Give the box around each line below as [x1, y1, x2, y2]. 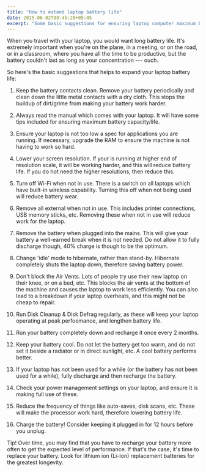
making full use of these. [15, 391, 78, 398]
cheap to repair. [15, 299, 56, 306]
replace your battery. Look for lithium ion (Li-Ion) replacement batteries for [7, 452, 195, 460]
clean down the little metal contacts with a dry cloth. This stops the [15, 93, 185, 101]
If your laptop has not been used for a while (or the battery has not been [15, 365, 198, 373]
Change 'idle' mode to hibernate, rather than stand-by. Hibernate [15, 255, 180, 262]
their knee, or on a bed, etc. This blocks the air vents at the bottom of [15, 279, 191, 287]
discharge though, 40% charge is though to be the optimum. [15, 242, 169, 250]
